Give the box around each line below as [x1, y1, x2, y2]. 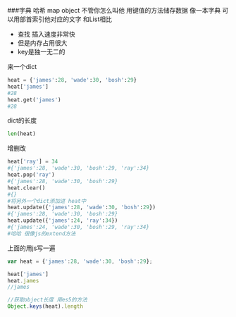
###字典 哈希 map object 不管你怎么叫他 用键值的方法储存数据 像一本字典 [7, 6, 221, 14]
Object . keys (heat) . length [7, 303, 83, 310]
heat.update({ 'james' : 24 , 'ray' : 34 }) [7, 217, 118, 224]
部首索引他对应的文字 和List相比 [19, 15, 113, 23]
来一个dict [7, 63, 37, 70]
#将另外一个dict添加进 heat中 [7, 197, 87, 204]
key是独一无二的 [17, 48, 66, 56]
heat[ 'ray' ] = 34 [7, 158, 58, 166]
